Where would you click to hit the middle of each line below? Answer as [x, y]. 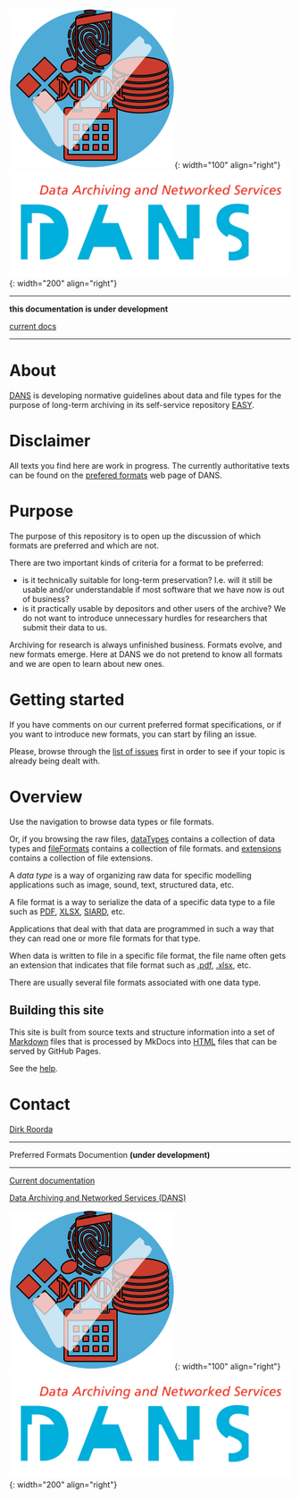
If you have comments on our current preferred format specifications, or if [146, 724]
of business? [46, 599]
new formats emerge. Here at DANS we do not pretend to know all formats [146, 654]
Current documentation [52, 1180]
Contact [40, 1104]
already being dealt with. [55, 761]
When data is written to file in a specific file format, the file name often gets [148, 955]
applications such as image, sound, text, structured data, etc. [122, 885]
